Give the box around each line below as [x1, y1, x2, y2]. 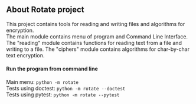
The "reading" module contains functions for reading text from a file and [6, 39, 182, 46]
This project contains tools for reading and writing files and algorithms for [6, 20, 185, 27]
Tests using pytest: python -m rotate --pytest [6, 91, 120, 98]
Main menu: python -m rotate [6, 79, 79, 86]
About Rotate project [6, 5, 84, 15]
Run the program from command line [6, 65, 99, 73]
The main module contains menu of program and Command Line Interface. [6, 32, 188, 40]
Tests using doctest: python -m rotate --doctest [6, 85, 126, 92]
